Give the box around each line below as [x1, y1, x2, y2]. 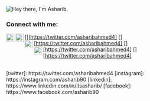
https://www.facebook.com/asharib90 [6, 89, 99, 96]
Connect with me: [6, 20, 58, 28]
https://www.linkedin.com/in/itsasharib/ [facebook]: [6, 82, 132, 89]
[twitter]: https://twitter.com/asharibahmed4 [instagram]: [6, 70, 145, 77]
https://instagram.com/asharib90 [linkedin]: [6, 76, 112, 83]
